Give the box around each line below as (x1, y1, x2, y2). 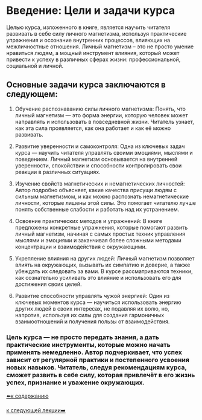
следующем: (6, 89, 58, 100)
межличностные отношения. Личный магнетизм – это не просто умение (6, 43, 194, 50)
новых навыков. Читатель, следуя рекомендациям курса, (6, 363, 187, 372)
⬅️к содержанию (6, 392, 49, 399)
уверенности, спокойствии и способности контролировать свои (14, 161, 182, 169)
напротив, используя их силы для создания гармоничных (14, 311, 165, 318)
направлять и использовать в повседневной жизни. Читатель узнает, (14, 118, 194, 125)
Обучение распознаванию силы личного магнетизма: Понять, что (14, 105, 186, 112)
